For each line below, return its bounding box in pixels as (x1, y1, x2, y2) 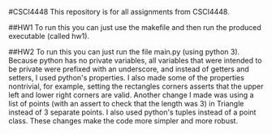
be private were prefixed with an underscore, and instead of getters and (8, 64, 249, 74)
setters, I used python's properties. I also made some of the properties (8, 73, 245, 82)
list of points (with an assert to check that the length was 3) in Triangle (8, 99, 244, 108)
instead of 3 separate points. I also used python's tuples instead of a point (8, 107, 257, 117)
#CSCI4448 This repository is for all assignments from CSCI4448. (8, 7, 230, 16)
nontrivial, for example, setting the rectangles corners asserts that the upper (8, 81, 264, 91)
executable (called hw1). (8, 32, 90, 41)
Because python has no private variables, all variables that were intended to (8, 56, 262, 65)
